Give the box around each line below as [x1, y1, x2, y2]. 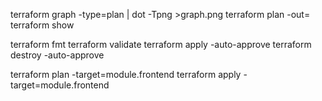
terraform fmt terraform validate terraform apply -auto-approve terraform [10, 39, 312, 50]
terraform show [10, 19, 75, 31]
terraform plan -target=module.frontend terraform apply [10, 69, 242, 80]
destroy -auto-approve [10, 49, 105, 61]
